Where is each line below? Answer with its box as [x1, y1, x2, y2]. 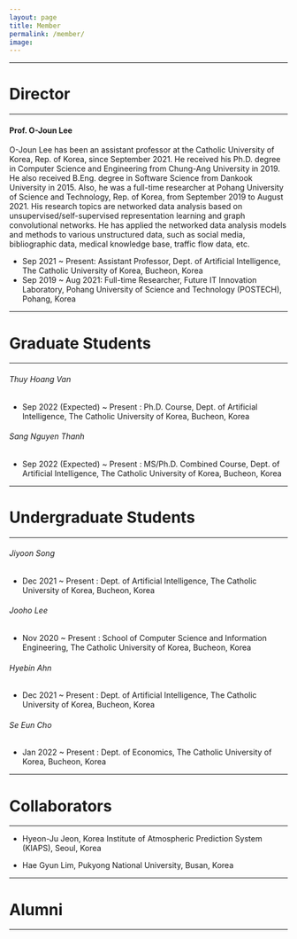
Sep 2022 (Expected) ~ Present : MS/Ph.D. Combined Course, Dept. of [21, 458, 280, 469]
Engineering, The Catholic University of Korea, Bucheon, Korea [21, 642, 252, 653]
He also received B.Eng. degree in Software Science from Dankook [9, 173, 254, 184]
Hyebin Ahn [9, 662, 52, 673]
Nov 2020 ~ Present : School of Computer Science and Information [21, 633, 268, 644]
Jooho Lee [9, 605, 49, 616]
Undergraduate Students [9, 507, 196, 528]
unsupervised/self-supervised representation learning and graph [9, 210, 246, 222]
